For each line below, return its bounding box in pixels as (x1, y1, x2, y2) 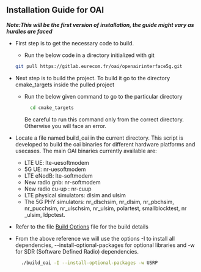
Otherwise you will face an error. (24, 122, 107, 129)
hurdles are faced (6, 28, 53, 35)
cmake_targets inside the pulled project (15, 81, 115, 88)
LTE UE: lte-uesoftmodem (24, 159, 90, 166)
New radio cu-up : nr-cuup (24, 185, 92, 192)
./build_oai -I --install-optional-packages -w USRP (21, 260, 158, 266)
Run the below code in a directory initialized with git (24, 51, 155, 59)
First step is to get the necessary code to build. (15, 39, 134, 47)
